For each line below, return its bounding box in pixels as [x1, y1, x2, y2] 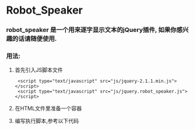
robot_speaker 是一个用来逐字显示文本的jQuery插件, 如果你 [6, 26, 177, 34]
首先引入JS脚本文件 [14, 66, 63, 74]
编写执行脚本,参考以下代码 [14, 118, 79, 125]
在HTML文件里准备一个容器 [14, 105, 82, 112]
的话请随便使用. [12, 35, 57, 43]
